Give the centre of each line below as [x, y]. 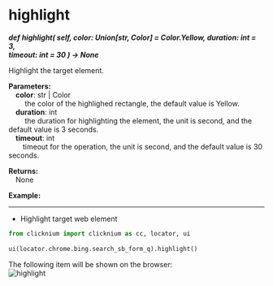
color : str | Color [43, 94]
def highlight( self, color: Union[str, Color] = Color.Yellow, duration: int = [132, 37]
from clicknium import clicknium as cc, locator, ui [100, 233]
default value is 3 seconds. [54, 129]
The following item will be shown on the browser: [91, 264]
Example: [25, 195]
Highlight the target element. [56, 70]
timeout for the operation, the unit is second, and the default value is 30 [143, 146]
